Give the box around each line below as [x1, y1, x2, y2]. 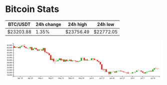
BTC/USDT [8, 21, 31, 27]
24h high [67, 21, 87, 27]
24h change [35, 21, 61, 27]
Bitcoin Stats [5, 3, 59, 15]
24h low [96, 21, 114, 27]
